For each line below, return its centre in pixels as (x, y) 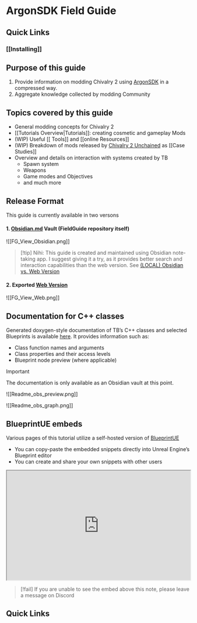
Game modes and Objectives (58, 176)
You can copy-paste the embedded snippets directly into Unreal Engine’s (102, 449)
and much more (42, 183)
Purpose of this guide (46, 68)
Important (18, 372)
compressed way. (36, 88)
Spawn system (41, 164)
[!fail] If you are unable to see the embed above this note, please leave (105, 589)
